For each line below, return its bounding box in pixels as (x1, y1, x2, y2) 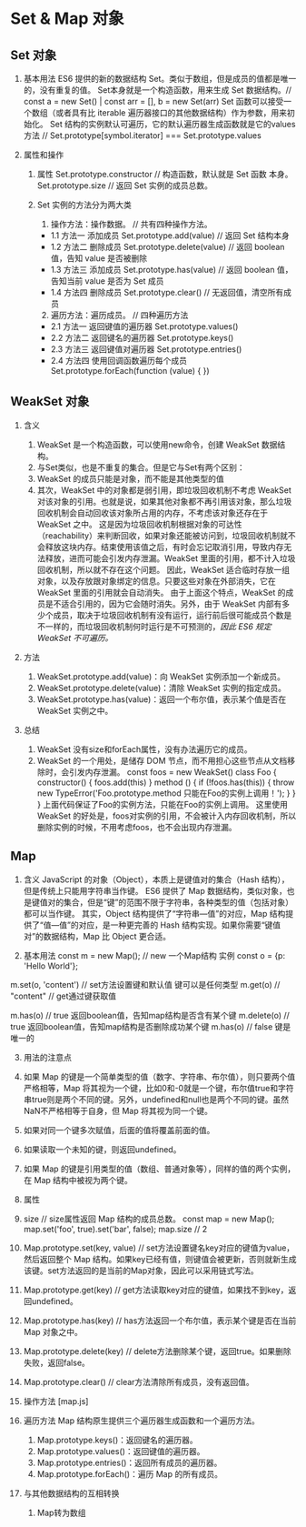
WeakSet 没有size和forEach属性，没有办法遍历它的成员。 (36, 743, 252, 755)
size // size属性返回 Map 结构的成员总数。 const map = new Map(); (23, 1213, 275, 1224)
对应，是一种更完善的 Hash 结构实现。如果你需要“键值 (78, 919, 281, 930)
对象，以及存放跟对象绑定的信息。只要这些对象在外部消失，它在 (36, 575, 276, 587)
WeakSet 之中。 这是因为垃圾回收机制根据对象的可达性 (36, 518, 243, 529)
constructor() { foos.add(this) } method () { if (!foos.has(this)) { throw (36, 777, 295, 788)
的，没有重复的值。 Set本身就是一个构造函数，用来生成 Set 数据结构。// (23, 85, 292, 95)
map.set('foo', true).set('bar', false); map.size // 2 (23, 1223, 208, 1234)
